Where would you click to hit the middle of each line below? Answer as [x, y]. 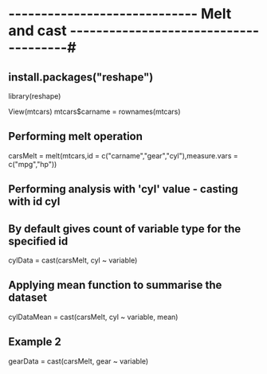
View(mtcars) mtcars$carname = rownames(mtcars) [94, 111]
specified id [38, 241]
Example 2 [35, 342]
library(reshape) [35, 96]
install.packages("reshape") [81, 77]
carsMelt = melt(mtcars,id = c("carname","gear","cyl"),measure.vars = [123, 155]
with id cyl [34, 202]
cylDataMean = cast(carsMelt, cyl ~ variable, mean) [93, 317]
